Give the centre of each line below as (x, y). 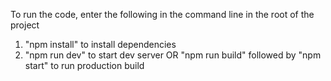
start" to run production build (84, 65)
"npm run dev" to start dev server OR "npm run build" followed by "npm (173, 55)
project (25, 25)
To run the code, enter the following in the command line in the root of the (162, 14)
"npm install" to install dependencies (100, 44)
